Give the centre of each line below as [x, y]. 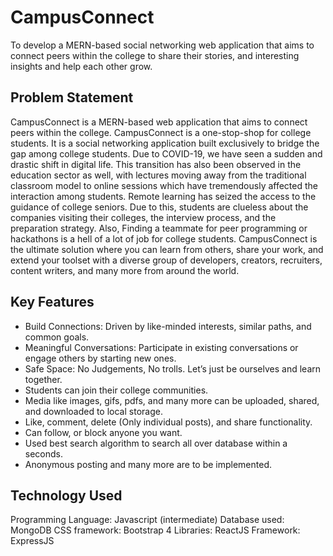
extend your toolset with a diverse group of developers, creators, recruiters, [166, 260]
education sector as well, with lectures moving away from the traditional [158, 175]
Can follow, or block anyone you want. [103, 432]
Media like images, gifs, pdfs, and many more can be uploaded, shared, [172, 400]
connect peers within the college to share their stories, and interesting [155, 55]
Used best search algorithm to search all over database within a [156, 443]
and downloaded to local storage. [93, 411]
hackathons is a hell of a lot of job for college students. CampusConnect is [164, 238]
